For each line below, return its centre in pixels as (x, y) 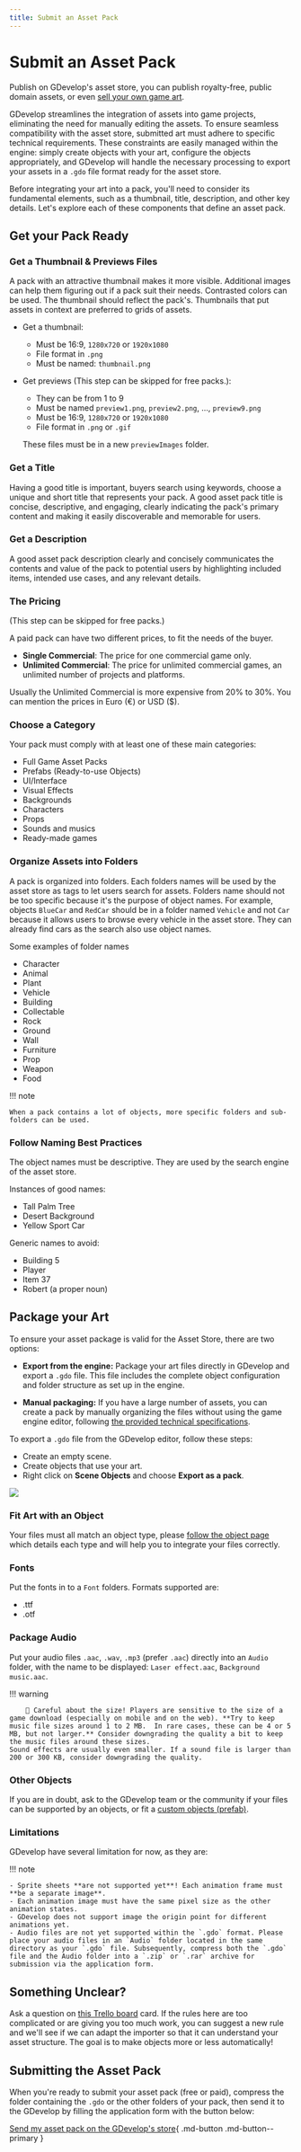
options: (25, 1348)
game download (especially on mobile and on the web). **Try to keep (142, 1718)
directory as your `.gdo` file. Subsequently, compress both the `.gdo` (148, 1949)
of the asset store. (43, 1172)
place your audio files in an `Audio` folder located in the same (136, 1941)
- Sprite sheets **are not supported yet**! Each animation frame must (146, 1886)
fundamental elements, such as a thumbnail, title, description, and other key (150, 198)
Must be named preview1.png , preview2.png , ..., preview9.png (148, 408)
